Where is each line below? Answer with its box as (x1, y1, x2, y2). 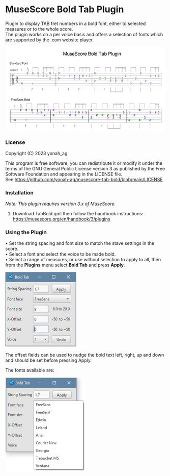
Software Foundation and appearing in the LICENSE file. (5, 171, 123, 177)
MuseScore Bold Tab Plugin (5, 4, 124, 15)
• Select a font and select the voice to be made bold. (5, 251, 116, 257)
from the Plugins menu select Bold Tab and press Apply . (5, 262, 125, 268)
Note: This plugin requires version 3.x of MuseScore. (5, 201, 116, 207)
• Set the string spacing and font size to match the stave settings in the (5, 240, 154, 246)
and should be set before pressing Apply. (5, 357, 92, 363)
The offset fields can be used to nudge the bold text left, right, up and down (5, 352, 164, 358)
